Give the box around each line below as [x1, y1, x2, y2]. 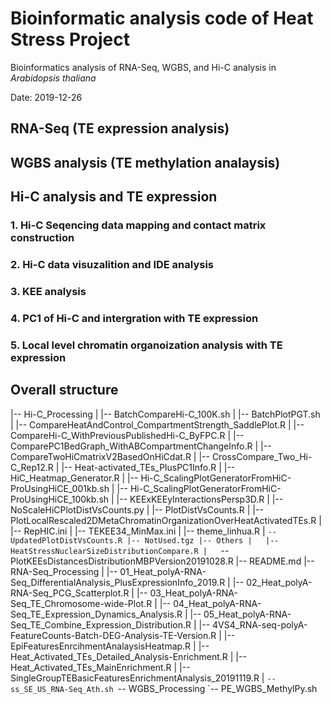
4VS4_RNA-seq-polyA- [212, 618, 308, 631]
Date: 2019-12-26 [10, 91, 83, 103]
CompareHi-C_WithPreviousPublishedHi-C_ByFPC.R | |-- [10, 429, 245, 441]
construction [10, 231, 75, 245]
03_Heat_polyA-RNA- [149, 587, 238, 599]
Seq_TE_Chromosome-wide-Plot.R [10, 597, 153, 609]
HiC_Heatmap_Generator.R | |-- [10, 472, 139, 484]
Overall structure [10, 382, 119, 399]
